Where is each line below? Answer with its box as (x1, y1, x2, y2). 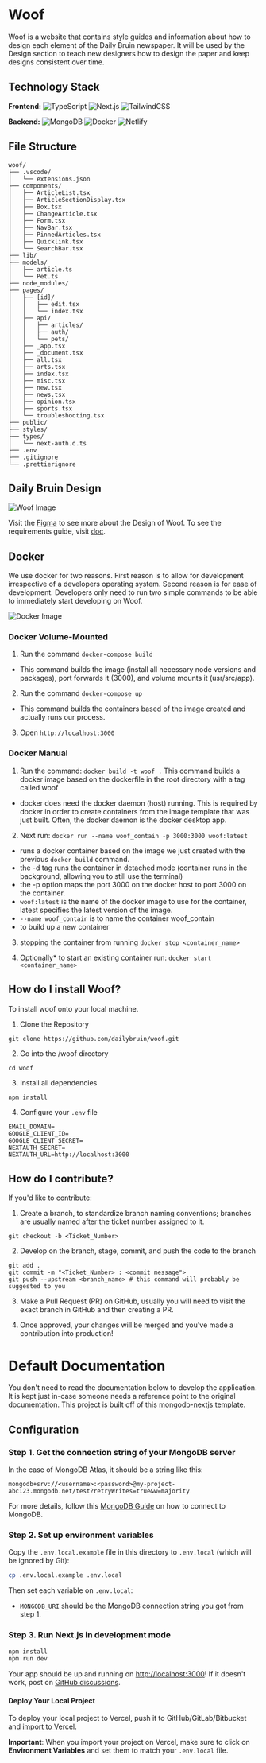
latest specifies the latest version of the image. (19, 905, 173, 915)
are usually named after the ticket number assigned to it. (19, 1217, 205, 1226)
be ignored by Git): (8, 1556, 70, 1566)
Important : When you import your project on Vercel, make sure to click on (8, 1738, 250, 1747)
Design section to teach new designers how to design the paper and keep (8, 49, 250, 58)
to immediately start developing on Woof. (8, 596, 143, 606)
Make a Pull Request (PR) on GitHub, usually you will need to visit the (19, 1296, 246, 1306)
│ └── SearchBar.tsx (8, 244, 83, 252)
